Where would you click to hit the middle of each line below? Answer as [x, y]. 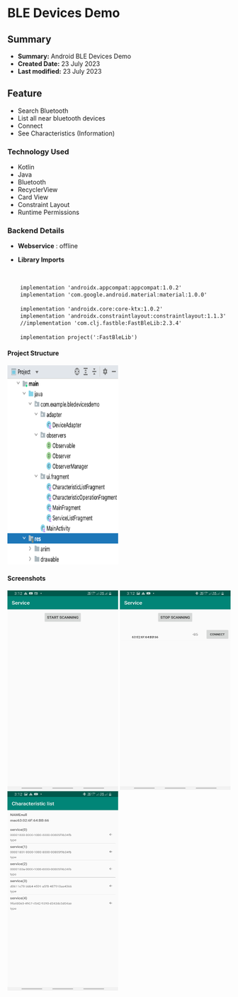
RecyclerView [38, 190]
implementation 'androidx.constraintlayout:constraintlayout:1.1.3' [123, 316]
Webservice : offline [48, 246]
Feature [25, 94]
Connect [30, 126]
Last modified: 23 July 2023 [59, 71]
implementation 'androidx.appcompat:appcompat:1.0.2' [101, 288]
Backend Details [36, 230]
